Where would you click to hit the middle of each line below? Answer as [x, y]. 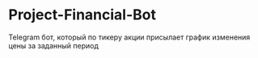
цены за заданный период [53, 45]
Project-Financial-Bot [82, 15]
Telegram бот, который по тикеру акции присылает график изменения [129, 37]
